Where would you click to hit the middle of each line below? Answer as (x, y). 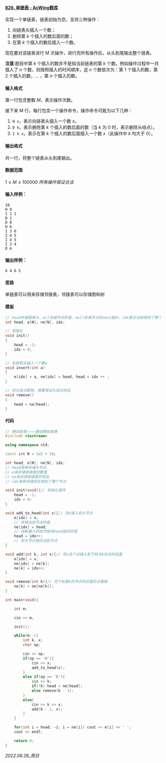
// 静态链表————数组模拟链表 (31, 431)
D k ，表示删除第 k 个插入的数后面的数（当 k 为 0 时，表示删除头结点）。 (85, 127)
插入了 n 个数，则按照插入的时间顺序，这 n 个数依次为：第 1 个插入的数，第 (82, 70)
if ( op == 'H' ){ (39, 658)
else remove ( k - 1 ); (53, 691)
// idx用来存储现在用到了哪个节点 (36, 481)
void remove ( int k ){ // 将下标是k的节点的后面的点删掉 (56, 582)
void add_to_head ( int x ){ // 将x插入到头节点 (49, 513)
